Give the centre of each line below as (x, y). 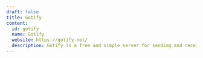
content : (17, 23)
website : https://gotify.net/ (50, 40)
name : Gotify (28, 34)
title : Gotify (24, 18)
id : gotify (25, 29)
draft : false (23, 12)
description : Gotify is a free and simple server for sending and (97, 46)
